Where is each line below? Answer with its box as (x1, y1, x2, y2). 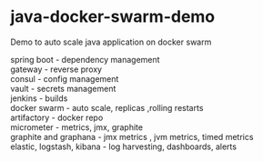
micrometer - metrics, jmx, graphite (10, 121, 144, 133)
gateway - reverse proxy (10, 64, 103, 75)
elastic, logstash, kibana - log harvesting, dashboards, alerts (10, 141, 238, 152)
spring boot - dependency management (10, 54, 160, 65)
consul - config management (10, 73, 119, 84)
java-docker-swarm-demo (10, 6, 216, 27)
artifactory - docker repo (10, 112, 104, 123)
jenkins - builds (10, 93, 68, 104)
